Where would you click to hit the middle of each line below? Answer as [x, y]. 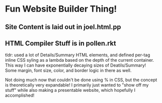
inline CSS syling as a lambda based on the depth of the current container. [80, 60]
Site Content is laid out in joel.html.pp [63, 27]
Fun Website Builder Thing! [61, 9]
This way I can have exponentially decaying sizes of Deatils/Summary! [76, 65]
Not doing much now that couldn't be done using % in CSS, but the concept [81, 80]
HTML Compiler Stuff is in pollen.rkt [61, 43]
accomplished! [20, 95]
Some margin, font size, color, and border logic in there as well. [68, 70]
